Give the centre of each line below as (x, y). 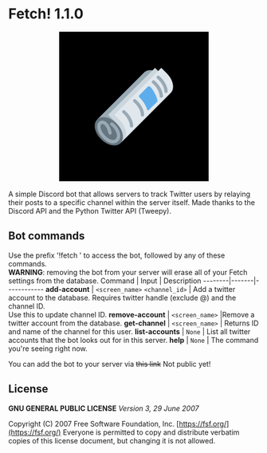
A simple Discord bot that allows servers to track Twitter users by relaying (130, 194)
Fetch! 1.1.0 (46, 14)
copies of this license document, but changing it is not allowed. (112, 440)
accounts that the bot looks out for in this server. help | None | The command (133, 340)
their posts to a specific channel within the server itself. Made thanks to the (132, 202)
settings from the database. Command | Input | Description (105, 281)
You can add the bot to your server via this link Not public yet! (110, 364)
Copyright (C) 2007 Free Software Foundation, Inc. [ (94, 423)
